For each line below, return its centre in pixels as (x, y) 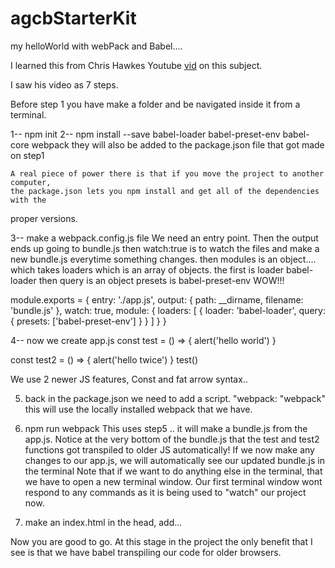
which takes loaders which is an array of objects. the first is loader (147, 269)
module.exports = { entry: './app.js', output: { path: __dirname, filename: (157, 299)
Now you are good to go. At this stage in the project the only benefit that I (161, 541)
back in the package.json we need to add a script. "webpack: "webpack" (175, 398)
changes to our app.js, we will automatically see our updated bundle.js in (174, 460)
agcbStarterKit (73, 18)
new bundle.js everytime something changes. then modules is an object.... (163, 259)
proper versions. (44, 218)
